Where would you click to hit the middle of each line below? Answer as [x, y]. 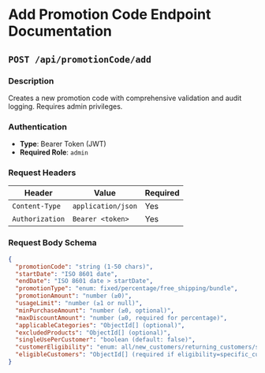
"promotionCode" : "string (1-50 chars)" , [84, 267]
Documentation [60, 31]
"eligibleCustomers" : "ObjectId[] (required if [95, 355]
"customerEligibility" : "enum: [67, 347]
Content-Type [37, 206]
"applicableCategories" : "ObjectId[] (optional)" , [100, 325]
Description [31, 80]
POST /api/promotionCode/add [80, 59]
